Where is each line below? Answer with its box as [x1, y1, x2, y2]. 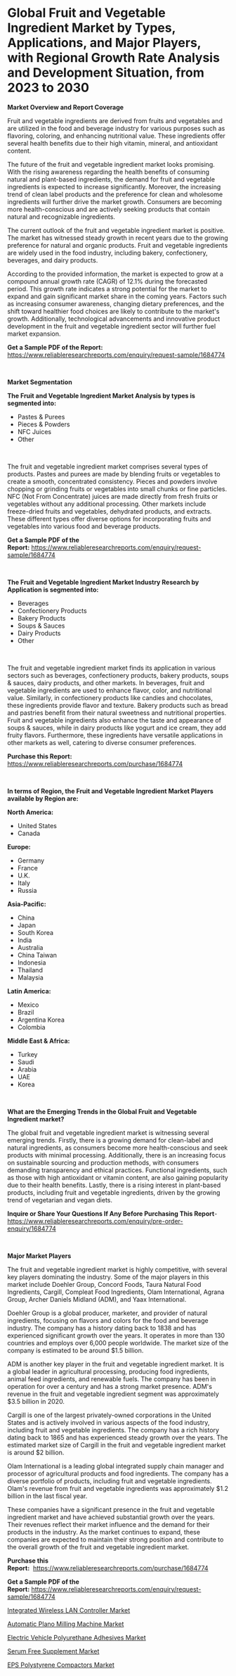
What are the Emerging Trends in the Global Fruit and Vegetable [7, 1107, 197, 1116]
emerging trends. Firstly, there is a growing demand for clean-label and [7, 1136, 214, 1144]
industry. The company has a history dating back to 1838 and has [7, 1323, 197, 1332]
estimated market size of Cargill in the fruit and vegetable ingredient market [7, 1440, 226, 1449]
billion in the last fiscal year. [7, 1492, 88, 1500]
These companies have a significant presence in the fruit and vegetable [7, 1505, 215, 1513]
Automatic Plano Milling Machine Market [7, 1620, 124, 1628]
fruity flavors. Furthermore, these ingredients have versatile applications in [7, 730, 223, 739]
